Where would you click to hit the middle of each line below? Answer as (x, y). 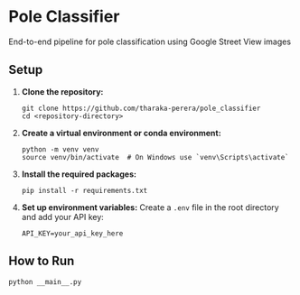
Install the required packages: (79, 174)
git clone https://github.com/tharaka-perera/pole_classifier (141, 108)
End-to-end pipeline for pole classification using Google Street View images (150, 41)
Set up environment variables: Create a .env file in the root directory (150, 207)
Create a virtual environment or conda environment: (122, 133)
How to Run (42, 261)
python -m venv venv (60, 149)
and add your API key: (63, 217)
